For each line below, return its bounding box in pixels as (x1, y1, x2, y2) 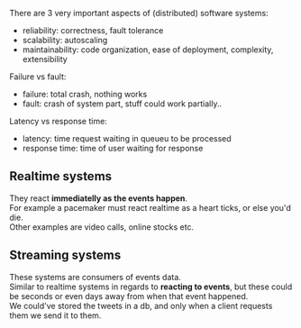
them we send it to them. (9, 310, 102, 321)
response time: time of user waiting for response (22, 143, 204, 153)
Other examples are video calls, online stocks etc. (9, 221, 195, 232)
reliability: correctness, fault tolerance (22, 25, 164, 35)
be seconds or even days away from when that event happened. (9, 290, 249, 301)
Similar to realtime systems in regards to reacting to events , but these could (9, 281, 293, 292)
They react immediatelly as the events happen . (9, 193, 187, 204)
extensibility (22, 54, 68, 64)
